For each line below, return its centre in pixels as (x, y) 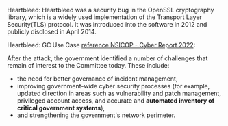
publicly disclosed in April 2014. (52, 32)
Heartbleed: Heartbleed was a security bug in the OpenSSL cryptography (111, 10)
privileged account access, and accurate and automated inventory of (116, 101)
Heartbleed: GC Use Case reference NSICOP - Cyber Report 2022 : (101, 45)
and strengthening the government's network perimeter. (96, 115)
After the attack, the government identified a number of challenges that (107, 58)
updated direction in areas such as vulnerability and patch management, (119, 93)
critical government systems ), (61, 108)
